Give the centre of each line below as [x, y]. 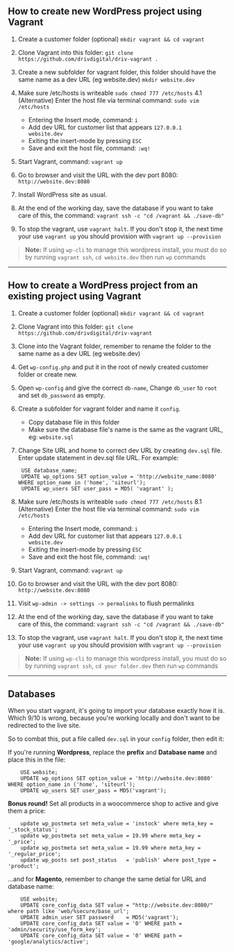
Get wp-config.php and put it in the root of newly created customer [113, 367]
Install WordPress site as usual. [62, 195]
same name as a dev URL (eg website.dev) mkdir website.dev [106, 79]
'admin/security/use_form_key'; [55, 930]
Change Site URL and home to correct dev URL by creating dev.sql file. [120, 450]
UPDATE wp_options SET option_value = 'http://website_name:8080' [119, 476]
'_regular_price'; [34, 854]
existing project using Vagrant [75, 296]
